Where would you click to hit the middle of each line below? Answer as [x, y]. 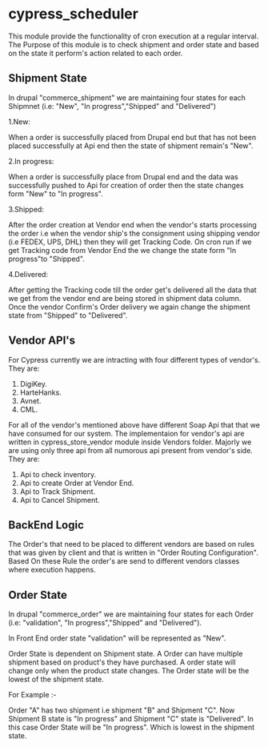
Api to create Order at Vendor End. [77, 483]
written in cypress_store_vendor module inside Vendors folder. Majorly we [130, 442]
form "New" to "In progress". [56, 194]
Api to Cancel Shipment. [60, 500]
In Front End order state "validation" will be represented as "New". [117, 638]
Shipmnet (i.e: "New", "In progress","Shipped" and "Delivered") [112, 106]
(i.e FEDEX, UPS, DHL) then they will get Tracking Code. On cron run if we [130, 242]
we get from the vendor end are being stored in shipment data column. [125, 298]
